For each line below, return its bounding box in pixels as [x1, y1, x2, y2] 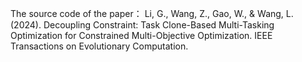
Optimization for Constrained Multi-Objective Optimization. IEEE [10, 30, 273, 41]
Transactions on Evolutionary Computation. [10, 40, 189, 52]
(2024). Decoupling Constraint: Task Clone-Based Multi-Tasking [10, 19, 275, 31]
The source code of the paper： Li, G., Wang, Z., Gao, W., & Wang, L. [10, 8, 294, 19]
